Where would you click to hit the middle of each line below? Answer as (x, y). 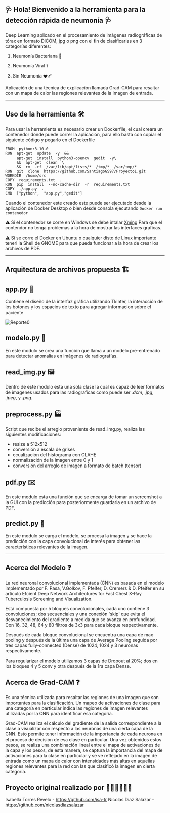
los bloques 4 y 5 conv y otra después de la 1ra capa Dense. (68, 666)
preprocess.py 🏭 (33, 414)
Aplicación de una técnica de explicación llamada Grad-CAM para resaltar (82, 87)
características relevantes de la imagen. (47, 547)
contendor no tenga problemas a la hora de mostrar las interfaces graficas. (83, 227)
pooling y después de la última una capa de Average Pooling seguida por (81, 640)
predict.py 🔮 (25, 524)
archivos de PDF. (23, 248)
